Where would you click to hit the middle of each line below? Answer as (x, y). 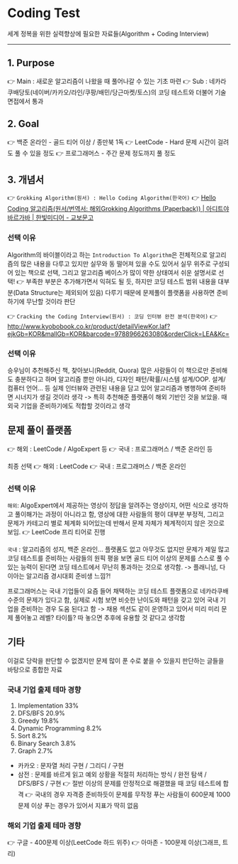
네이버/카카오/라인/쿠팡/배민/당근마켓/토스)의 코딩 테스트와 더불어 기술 (129, 92)
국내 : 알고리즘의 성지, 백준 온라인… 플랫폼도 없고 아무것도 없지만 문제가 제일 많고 (119, 549)
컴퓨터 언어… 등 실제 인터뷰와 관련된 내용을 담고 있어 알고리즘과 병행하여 (107, 388)
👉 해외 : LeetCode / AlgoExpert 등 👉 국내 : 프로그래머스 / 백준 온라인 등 (110, 448)
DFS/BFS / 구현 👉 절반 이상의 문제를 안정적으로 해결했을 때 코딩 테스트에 (119, 784)
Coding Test (44, 13)
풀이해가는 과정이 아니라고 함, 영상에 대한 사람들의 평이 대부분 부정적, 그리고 (119, 514)
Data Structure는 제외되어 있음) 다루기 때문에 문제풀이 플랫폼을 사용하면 (115, 292)
